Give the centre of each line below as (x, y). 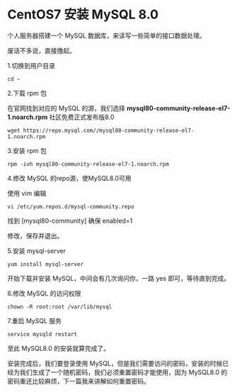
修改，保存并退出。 (35, 235)
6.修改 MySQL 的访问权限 (44, 293)
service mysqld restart (42, 334)
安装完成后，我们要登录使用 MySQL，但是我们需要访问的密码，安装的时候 (115, 363)
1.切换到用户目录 (31, 65)
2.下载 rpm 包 (27, 93)
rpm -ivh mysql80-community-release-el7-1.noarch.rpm (88, 164)
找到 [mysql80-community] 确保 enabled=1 (70, 220)
